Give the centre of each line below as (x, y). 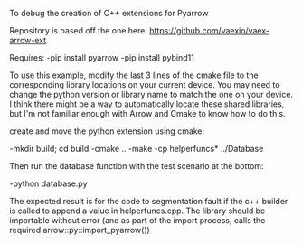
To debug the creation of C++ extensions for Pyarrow (109, 13)
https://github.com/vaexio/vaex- (209, 30)
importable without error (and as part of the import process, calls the (137, 220)
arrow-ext (28, 40)
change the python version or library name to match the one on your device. (151, 94)
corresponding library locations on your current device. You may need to (145, 84)
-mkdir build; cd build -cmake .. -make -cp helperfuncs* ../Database (137, 149)
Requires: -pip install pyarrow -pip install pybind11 (102, 57)
